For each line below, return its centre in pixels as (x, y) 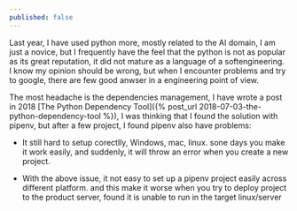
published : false (41, 17)
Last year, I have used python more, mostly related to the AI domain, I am (143, 42)
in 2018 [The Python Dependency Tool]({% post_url (103, 106)
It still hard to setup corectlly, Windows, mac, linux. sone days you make (153, 142)
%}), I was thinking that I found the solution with (191, 116)
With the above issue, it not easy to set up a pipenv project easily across (154, 178)
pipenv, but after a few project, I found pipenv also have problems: (130, 125)
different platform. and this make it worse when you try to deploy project (154, 187)
